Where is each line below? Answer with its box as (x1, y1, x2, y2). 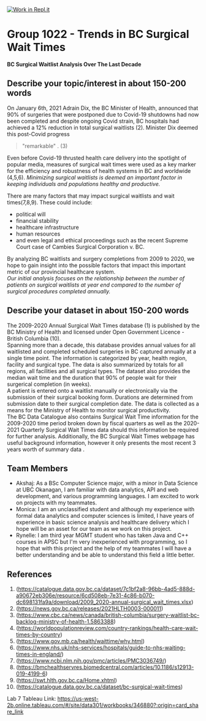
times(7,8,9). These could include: (7, 198, 93, 206)
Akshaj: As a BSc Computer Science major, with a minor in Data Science (15, 479, 198, 487)
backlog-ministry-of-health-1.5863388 (15, 618, 114, 625)
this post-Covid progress (7, 130, 70, 137)
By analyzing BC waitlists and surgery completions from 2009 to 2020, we (7, 255, 195, 262)
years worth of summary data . (7, 445, 85, 453)
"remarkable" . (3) (21, 142, 68, 150)
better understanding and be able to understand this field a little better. (15, 551, 195, 558)
